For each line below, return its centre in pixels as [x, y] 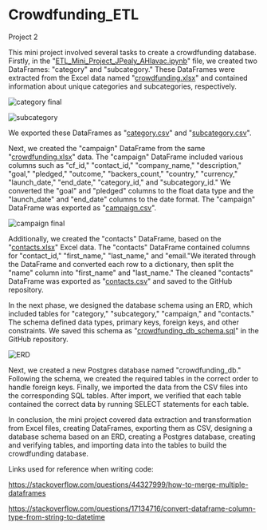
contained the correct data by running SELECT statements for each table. [129, 404]
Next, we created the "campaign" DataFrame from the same [107, 148]
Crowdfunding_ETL [74, 15]
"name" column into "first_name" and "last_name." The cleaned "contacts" [131, 273]
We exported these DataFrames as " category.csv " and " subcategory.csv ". [130, 133]
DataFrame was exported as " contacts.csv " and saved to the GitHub [120, 281]
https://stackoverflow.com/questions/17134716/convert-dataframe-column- [132, 508]
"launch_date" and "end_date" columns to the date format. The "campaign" [132, 199]
